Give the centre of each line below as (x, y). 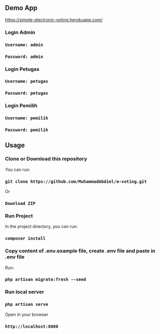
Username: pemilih (27, 118)
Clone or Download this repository (46, 159)
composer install (25, 238)
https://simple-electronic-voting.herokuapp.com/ (54, 19)
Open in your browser (27, 314)
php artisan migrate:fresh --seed (45, 280)
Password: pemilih (27, 130)
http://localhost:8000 (32, 326)
